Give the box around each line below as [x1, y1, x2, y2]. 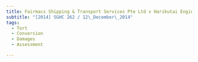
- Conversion [11, 31, 44, 37]
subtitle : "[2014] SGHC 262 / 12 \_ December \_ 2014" [6, 14, 133, 20]
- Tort [11, 25, 28, 31]
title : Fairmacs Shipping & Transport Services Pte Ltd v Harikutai [6, 8, 178, 15]
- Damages [11, 36, 35, 42]
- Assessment [11, 42, 44, 48]
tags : [6, 19, 19, 25]
